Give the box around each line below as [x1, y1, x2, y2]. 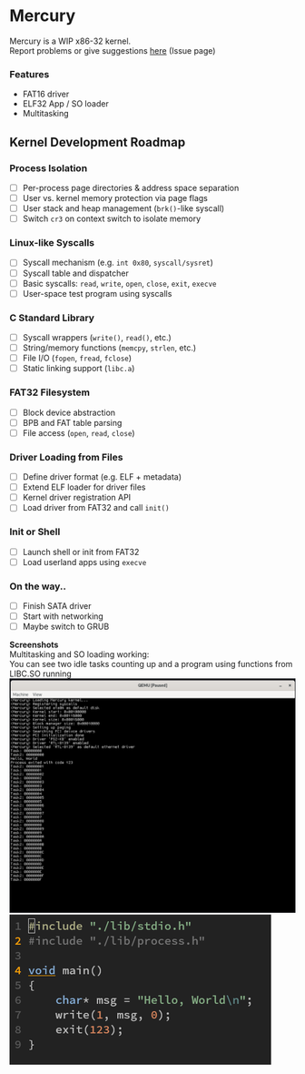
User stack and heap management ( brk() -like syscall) [22, 203, 225, 214]
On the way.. [9, 580, 66, 593]
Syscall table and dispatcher [22, 268, 130, 279]
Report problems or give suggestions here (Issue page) [9, 45, 216, 56]
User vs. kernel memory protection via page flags [22, 192, 209, 203]
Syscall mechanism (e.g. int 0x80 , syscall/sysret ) [22, 257, 213, 268]
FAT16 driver [22, 88, 70, 100]
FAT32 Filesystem [9, 386, 91, 399]
